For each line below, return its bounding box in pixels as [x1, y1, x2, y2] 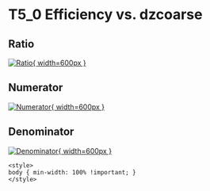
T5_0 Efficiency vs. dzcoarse [8, 6, 203, 24]
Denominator [8, 125, 74, 139]
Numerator [8, 81, 63, 94]
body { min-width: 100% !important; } [8, 168, 136, 176]
